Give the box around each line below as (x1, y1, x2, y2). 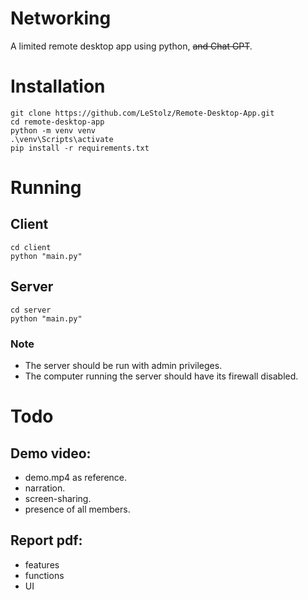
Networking (10, 7, 112, 30)
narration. (24, 482, 66, 494)
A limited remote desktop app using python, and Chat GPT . (10, 40, 253, 52)
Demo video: (10, 445, 92, 462)
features (24, 558, 60, 571)
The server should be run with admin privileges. (24, 359, 223, 371)
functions (24, 569, 65, 581)
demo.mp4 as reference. (24, 471, 128, 483)
